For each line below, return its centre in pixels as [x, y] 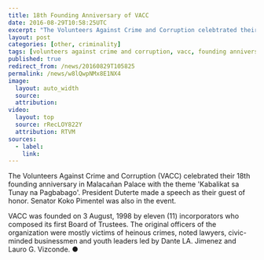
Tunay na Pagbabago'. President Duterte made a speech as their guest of [127, 193]
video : [19, 110]
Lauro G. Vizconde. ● [43, 249]
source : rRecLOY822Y [49, 125]
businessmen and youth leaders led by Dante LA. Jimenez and [136, 241]
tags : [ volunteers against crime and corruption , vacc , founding [117, 52]
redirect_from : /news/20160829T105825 [71, 67]
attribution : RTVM [46, 132]
